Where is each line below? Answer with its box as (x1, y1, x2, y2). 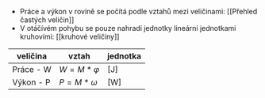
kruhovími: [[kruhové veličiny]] (19, 32, 120, 41)
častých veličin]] (19, 15, 75, 24)
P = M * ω (59, 77, 98, 88)
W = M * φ (59, 64, 100, 74)
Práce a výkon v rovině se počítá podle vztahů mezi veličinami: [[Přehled (19, 7, 258, 16)
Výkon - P (12, 77, 51, 88)
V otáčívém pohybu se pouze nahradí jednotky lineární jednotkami (19, 24, 236, 32)
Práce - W (12, 64, 52, 74)
